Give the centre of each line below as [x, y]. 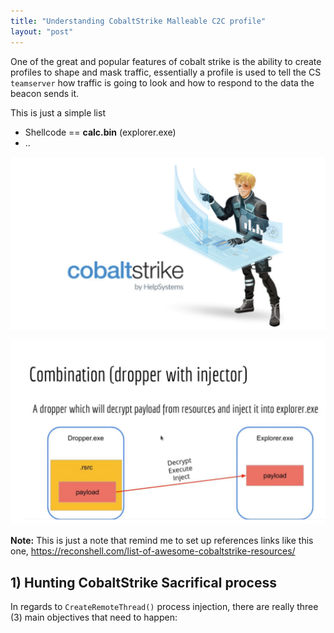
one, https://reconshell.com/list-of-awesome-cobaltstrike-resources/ [153, 551]
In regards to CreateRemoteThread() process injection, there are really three [164, 607]
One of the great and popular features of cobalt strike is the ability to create [166, 61]
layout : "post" [42, 31]
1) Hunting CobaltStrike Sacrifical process [143, 582]
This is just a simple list [58, 112]
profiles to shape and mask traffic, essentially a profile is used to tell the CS [166, 72]
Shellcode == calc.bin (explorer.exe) [100, 132]
